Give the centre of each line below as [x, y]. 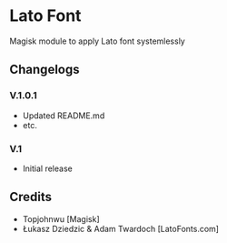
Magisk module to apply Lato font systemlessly [98, 41]
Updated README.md [64, 116]
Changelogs [44, 70]
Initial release [47, 168]
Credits [31, 197]
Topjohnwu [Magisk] [61, 218]
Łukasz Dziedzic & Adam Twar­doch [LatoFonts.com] [121, 228]
